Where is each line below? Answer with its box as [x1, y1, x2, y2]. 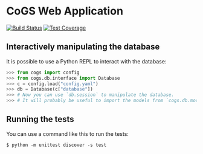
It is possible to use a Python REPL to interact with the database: [6, 57, 167, 65]
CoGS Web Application [6, 4, 124, 18]
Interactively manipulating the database [6, 42, 160, 52]
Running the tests [6, 114, 74, 124]
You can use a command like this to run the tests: [6, 130, 129, 137]
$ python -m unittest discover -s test [6, 142, 107, 148]
